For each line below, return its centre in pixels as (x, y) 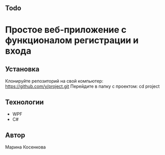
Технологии (24, 102)
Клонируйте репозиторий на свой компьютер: (54, 81)
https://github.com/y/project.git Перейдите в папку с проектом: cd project (82, 86)
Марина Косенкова (26, 147)
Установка (22, 69)
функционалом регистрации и (72, 40)
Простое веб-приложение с (66, 30)
